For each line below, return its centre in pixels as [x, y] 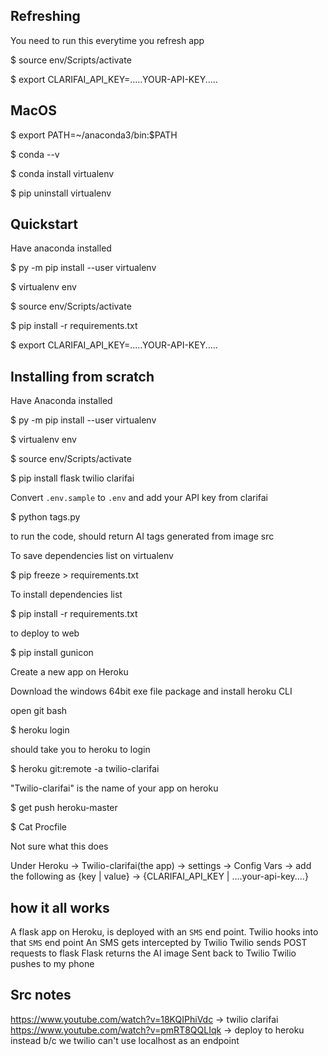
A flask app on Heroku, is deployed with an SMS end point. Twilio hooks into [164, 932]
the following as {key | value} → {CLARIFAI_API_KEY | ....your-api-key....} [159, 876]
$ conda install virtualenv [62, 173]
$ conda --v [35, 154]
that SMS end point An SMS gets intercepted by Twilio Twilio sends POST [159, 943]
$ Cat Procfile [39, 827]
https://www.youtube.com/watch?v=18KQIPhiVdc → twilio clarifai [144, 1019]
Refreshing [45, 16]
